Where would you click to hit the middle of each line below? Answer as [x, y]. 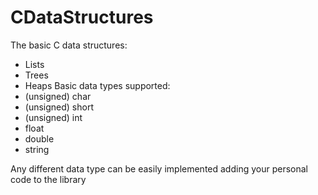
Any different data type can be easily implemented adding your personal [159, 168]
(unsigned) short [59, 107]
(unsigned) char [58, 96]
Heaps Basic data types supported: [97, 85]
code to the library [48, 179]
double [39, 138]
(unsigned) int [53, 117]
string [37, 149]
